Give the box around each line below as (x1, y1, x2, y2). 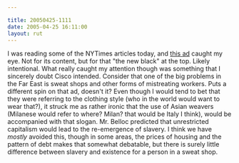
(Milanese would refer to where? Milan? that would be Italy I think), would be (7, 110, 232, 118)
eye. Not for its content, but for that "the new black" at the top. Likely (7, 57, 210, 65)
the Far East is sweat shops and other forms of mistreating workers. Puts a (7, 80, 227, 88)
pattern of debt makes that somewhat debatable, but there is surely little (7, 140, 220, 149)
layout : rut (7, 30, 43, 37)
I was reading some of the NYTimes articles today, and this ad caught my (7, 49, 223, 58)
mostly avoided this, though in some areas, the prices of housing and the (7, 132, 222, 141)
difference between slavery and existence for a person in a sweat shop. (7, 147, 218, 157)
